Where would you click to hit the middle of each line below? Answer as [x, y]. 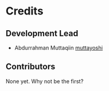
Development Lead [42, 33]
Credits [25, 11]
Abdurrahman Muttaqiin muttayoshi [59, 48]
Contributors [31, 67]
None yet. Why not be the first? [45, 81]
